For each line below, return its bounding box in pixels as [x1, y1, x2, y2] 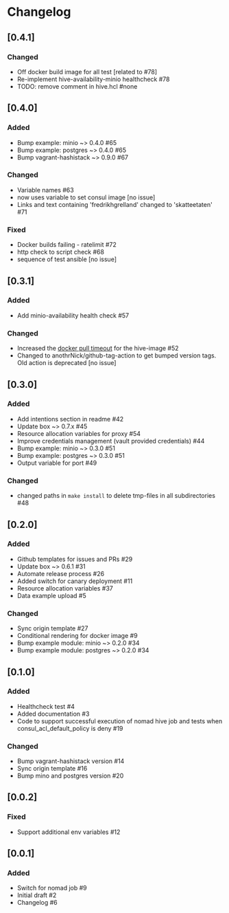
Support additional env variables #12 [16, 828, 121, 836]
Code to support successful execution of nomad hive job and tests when [16, 716, 223, 725]
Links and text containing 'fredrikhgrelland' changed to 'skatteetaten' [16, 200, 213, 208]
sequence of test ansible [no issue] [16, 255, 117, 263]
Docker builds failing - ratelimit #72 [16, 241, 117, 249]
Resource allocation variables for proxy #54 [16, 429, 141, 437]
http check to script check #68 [16, 248, 105, 256]
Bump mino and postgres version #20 [16, 771, 124, 780]
